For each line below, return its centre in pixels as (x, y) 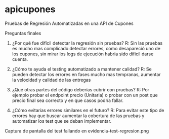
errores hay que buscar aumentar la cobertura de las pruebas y (78, 116)
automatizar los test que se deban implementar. (62, 121)
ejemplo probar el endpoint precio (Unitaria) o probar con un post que (85, 95)
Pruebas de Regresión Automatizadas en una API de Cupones (69, 23)
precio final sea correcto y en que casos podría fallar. (68, 100)
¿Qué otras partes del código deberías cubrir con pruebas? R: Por (81, 89)
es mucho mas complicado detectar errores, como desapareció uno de (86, 48)
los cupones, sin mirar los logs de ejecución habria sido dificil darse (83, 54)
